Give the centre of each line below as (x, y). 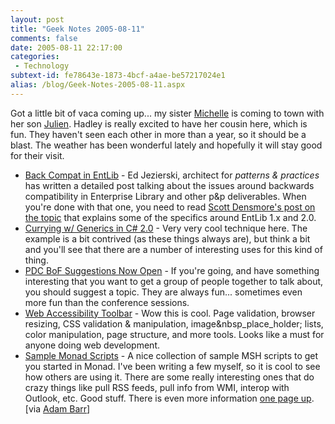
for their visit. (37, 155)
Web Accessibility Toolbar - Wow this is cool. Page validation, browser (170, 313)
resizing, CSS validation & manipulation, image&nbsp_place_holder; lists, (174, 323)
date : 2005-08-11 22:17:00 (66, 47)
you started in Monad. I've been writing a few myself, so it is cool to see (172, 366)
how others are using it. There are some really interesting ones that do (169, 377)
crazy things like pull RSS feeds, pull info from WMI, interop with (157, 387)
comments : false (44, 38)
